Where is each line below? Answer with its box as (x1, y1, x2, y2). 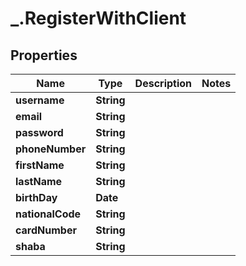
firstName (15, 158, 65, 172)
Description (134, 77, 193, 90)
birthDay (15, 191, 58, 204)
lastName (15, 175, 63, 188)
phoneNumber (15, 142, 87, 156)
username (15, 93, 65, 107)
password (15, 126, 64, 139)
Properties (10, 47, 78, 64)
